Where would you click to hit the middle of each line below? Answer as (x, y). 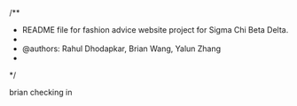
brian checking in (41, 92)
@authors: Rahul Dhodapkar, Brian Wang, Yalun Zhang (121, 49)
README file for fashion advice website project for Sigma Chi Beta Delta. (155, 30)
